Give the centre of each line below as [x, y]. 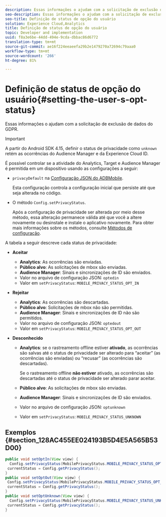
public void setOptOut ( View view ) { [43, 478]
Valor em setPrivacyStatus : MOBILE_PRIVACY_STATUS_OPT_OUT [80, 329]
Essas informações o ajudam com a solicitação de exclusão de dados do [79, 124]
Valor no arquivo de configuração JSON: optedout [70, 323]
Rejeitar [21, 293]
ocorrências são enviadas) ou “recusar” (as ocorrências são [81, 358]
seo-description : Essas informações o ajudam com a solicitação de [76, 14]
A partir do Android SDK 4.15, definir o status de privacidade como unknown [81, 149]
